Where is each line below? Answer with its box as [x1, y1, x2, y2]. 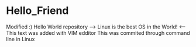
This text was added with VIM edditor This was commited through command [6, 29, 190, 36]
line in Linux [6, 35, 35, 42]
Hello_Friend [6, 4, 69, 17]
